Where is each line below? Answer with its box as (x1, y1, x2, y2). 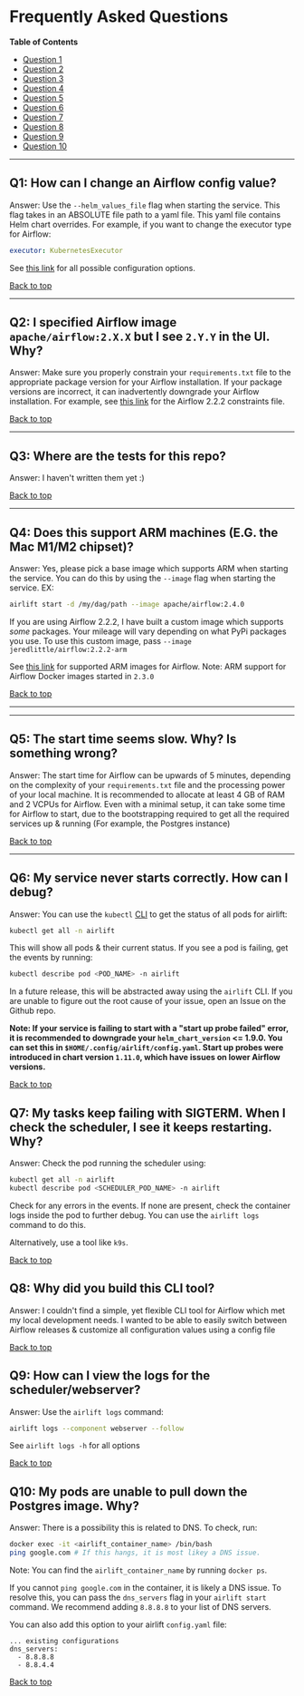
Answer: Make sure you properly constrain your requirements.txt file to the (9, 367, 291, 378)
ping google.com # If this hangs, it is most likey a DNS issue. (9, 1548, 261, 1557)
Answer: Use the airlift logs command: (9, 1406, 165, 1417)
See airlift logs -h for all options (9, 1440, 140, 1451)
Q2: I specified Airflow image (9, 315, 177, 330)
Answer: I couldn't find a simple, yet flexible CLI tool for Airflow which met (9, 1304, 286, 1316)
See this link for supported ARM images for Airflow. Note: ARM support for (9, 660, 287, 672)
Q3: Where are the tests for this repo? (9, 448, 226, 463)
